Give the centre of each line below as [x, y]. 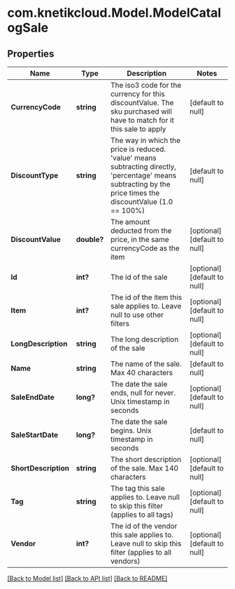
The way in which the [145, 140]
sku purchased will [142, 111]
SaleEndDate [33, 397]
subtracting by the [141, 184]
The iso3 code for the [146, 85]
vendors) [126, 561]
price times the [135, 193]
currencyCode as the [145, 248]
